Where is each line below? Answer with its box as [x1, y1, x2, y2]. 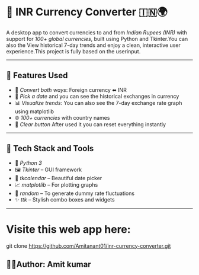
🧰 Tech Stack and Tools [6, 143, 94, 154]
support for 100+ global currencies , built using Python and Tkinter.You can [6, 35, 188, 42]
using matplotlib [14, 108, 54, 115]
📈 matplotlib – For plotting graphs [14, 181, 98, 188]
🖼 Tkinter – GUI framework [14, 166, 82, 173]
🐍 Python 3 [14, 159, 43, 167]
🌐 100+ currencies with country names [14, 114, 110, 121]
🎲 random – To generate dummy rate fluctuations [14, 190, 135, 197]
